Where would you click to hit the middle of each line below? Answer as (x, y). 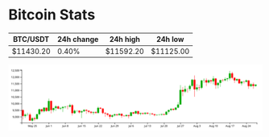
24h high (125, 39)
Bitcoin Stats (52, 15)
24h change (78, 39)
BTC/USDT (31, 39)
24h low (170, 39)
